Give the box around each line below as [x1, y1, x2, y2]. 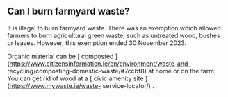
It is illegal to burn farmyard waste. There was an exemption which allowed [7, 24, 221, 32]
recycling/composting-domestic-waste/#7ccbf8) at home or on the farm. [7, 67, 216, 75]
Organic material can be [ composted [7, 52, 114, 60]
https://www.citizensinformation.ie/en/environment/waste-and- [9, 59, 191, 68]
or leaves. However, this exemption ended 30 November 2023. [7, 38, 187, 47]
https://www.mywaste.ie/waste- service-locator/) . [9, 81, 155, 89]
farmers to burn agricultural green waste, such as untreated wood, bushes [7, 31, 220, 39]
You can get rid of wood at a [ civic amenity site [7, 74, 144, 82]
